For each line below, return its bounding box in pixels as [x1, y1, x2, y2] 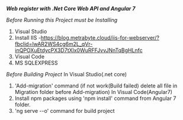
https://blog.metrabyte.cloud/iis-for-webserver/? [40, 34, 160, 41]
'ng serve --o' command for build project [14, 108, 115, 114]
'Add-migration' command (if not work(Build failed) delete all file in [14, 82, 178, 89]
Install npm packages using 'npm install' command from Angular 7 [14, 95, 176, 102]
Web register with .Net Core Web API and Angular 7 [6, 5, 136, 12]
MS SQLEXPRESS [14, 59, 58, 66]
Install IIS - [14, 34, 41, 41]
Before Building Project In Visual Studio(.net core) [6, 71, 127, 77]
